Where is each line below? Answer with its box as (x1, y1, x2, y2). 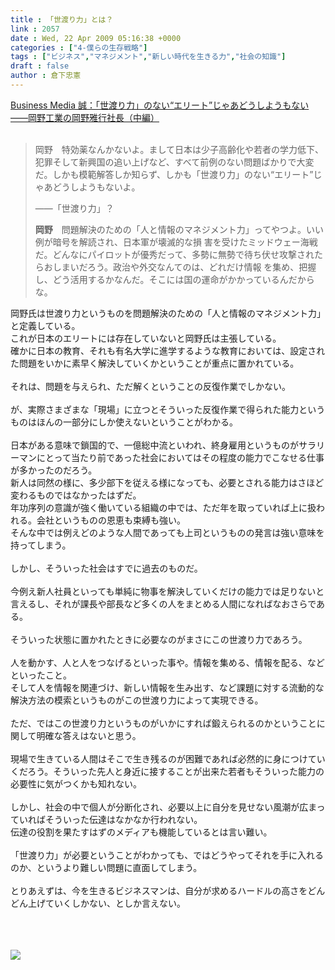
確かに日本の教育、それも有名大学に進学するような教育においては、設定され (10, 344, 326, 356)
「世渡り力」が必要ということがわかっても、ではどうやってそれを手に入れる (10, 849, 325, 861)
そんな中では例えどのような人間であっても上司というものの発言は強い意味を (10, 526, 325, 538)
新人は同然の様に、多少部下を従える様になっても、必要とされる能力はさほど (10, 476, 325, 488)
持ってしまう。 (10, 539, 72, 551)
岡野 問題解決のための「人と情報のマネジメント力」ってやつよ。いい (34, 223, 325, 235)
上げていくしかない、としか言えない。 (27, 897, 186, 909)
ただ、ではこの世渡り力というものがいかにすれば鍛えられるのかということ (10, 717, 317, 729)
